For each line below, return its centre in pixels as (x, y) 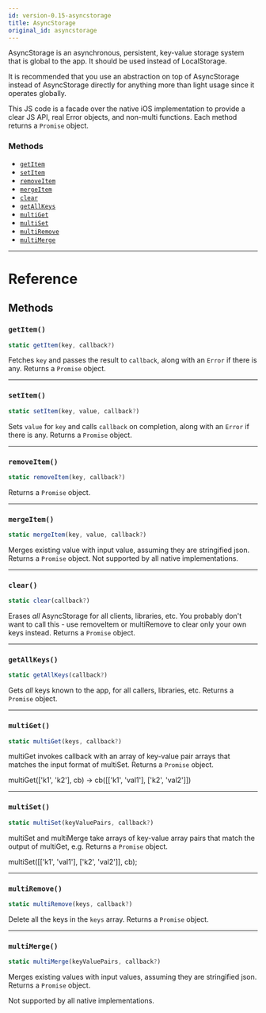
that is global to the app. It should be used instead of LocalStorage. (118, 61)
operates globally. (38, 94)
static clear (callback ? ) (49, 601)
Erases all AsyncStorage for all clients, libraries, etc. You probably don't (125, 616)
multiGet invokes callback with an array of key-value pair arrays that (120, 756)
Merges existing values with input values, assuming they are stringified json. (133, 977)
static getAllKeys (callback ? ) (58, 675)
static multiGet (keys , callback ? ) (65, 741)
